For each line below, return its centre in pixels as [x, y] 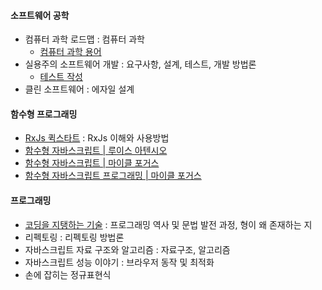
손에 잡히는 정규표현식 [68, 274]
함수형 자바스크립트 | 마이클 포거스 [92, 163]
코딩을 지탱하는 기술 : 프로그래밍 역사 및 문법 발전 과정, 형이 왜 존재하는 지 [168, 224]
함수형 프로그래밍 [44, 114]
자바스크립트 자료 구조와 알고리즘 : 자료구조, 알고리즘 [127, 249]
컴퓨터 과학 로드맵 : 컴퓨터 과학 [84, 39]
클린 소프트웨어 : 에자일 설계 [79, 89]
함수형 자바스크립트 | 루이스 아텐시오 [96, 151]
